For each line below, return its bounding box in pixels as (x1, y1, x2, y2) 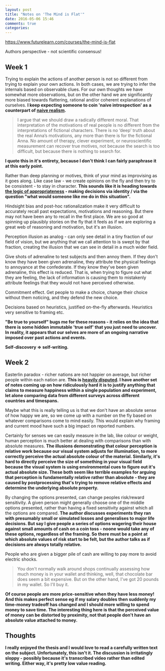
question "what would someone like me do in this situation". (5, 193, 131, 200)
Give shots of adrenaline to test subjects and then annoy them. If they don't (5, 253, 158, 259)
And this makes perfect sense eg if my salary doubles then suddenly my (5, 596, 156, 602)
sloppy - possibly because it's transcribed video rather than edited (5, 655, 145, 661)
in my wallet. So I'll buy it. (17, 581, 69, 587)
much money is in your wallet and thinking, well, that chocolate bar (17, 571, 153, 577)
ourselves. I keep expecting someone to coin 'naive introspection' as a (5, 102, 152, 108)
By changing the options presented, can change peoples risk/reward (5, 494, 144, 500)
